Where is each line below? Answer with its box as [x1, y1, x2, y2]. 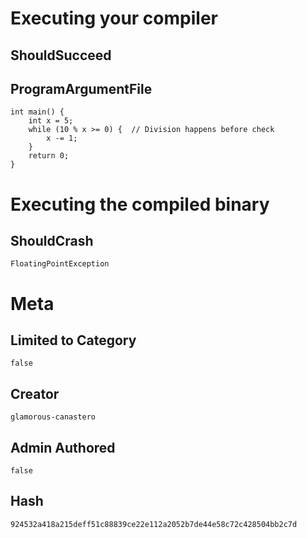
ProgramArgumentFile [10, 80, 153, 97]
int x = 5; [28, 116, 74, 126]
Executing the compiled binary [10, 193, 270, 216]
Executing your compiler [10, 7, 218, 30]
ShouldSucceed [10, 47, 112, 64]
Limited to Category [10, 332, 137, 349]
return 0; [28, 151, 70, 161]
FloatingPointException [10, 259, 110, 269]
